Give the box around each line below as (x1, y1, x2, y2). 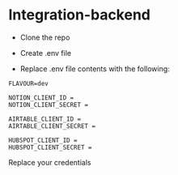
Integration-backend (8, 6, 151, 24)
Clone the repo (19, 32, 70, 42)
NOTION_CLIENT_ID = (8, 93, 74, 102)
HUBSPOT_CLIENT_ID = (8, 136, 78, 144)
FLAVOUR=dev (8, 79, 49, 87)
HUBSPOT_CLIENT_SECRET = (8, 143, 92, 152)
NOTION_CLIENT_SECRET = (8, 100, 89, 109)
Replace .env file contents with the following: (19, 63, 170, 74)
